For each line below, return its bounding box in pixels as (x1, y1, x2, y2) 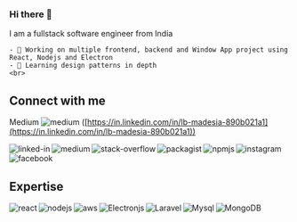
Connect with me (9, 93, 107, 108)
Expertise (9, 178, 64, 194)
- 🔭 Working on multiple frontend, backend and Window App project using (9, 45, 289, 54)
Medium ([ (9, 117, 88, 127)
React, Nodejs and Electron (9, 53, 114, 62)
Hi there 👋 (9, 8, 53, 21)
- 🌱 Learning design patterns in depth (9, 62, 157, 70)
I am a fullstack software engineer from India (9, 29, 173, 39)
